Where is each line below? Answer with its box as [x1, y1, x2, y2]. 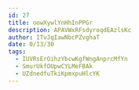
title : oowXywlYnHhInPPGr [8, 19, 93, 27]
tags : [8, 48, 26, 56]
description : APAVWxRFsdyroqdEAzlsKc [8, 26, 132, 34]
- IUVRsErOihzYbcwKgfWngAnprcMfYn [15, 56, 128, 63]
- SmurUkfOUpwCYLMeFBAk [15, 63, 93, 70]
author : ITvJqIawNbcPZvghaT [8, 33, 101, 41]
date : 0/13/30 [8, 41, 55, 49]
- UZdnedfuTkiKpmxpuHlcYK [15, 70, 101, 77]
